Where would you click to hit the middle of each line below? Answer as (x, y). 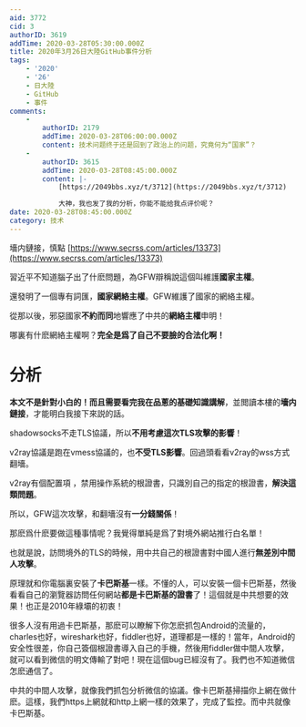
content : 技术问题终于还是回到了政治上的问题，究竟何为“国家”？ (149, 145)
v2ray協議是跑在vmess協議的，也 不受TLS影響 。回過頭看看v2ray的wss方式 (150, 452)
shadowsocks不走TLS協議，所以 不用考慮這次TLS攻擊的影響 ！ (126, 433)
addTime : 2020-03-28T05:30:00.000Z (77, 43)
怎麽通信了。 (33, 671)
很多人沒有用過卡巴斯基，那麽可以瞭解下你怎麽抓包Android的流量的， (140, 625)
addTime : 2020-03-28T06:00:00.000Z (110, 137)
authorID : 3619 (38, 35)
